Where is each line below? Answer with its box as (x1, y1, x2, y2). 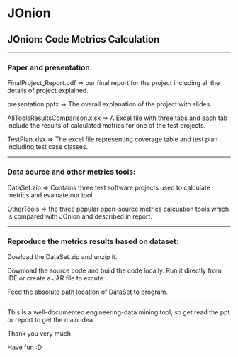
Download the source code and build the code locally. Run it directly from (7, 266, 222, 275)
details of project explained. (7, 87, 89, 95)
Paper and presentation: (7, 62, 93, 72)
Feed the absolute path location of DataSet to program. (7, 287, 169, 296)
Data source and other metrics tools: (7, 167, 136, 177)
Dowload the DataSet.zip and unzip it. (7, 252, 118, 260)
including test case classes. (7, 143, 89, 151)
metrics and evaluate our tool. (7, 190, 94, 199)
